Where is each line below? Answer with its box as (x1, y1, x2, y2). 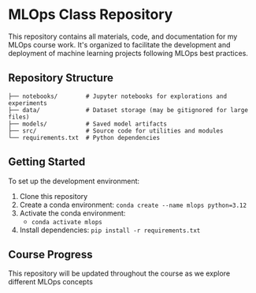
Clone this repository (19, 191, 88, 201)
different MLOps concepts (8, 277, 93, 287)
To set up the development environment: (8, 176, 140, 186)
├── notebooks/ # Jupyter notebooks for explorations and (8, 92, 227, 100)
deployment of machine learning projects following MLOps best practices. (8, 48, 248, 58)
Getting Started (8, 156, 86, 169)
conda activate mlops (31, 218, 102, 226)
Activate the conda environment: (19, 208, 126, 218)
